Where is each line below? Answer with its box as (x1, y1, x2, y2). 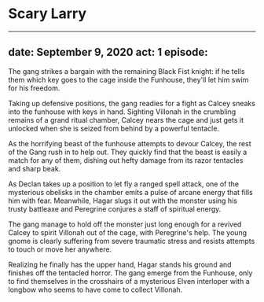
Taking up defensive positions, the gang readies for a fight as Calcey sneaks (8, 98, 255, 108)
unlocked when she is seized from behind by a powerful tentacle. (8, 123, 220, 133)
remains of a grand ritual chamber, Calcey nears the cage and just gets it (8, 115, 244, 124)
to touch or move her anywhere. (8, 245, 112, 254)
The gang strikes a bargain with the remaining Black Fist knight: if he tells (8, 66, 245, 75)
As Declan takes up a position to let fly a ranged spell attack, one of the (8, 179, 240, 189)
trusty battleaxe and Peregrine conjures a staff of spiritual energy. (8, 204, 222, 213)
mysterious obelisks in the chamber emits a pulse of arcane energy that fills (8, 187, 253, 197)
